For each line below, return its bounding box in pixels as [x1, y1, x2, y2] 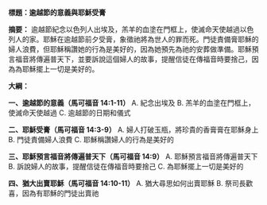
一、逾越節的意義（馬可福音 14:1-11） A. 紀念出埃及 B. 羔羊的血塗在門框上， [8, 99, 256, 107]
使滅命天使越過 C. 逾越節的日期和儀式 [8, 108, 131, 118]
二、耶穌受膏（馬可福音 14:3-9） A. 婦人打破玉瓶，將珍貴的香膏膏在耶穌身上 [8, 125, 259, 134]
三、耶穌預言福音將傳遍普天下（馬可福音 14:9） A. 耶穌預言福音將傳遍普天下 [8, 152, 258, 161]
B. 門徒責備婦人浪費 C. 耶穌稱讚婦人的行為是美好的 [8, 135, 175, 144]
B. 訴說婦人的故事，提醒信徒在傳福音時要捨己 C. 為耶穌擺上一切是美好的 [8, 162, 244, 171]
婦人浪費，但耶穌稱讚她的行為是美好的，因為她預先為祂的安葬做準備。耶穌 [8, 44, 252, 54]
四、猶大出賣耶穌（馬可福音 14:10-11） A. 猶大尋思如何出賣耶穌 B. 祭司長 [8, 179, 246, 188]
